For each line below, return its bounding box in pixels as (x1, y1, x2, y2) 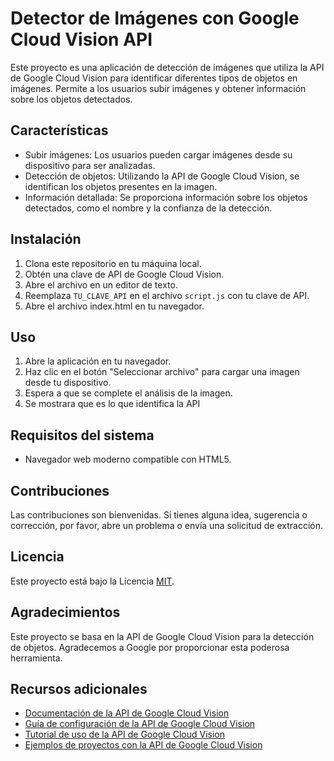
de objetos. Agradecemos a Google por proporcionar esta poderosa (10, 641, 290, 653)
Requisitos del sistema (10, 427, 155, 444)
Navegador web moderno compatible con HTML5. (24, 453, 232, 466)
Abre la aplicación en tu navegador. (24, 355, 172, 367)
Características (10, 122, 109, 139)
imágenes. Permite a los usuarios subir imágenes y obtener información (10, 82, 307, 94)
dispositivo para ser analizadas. (24, 159, 156, 171)
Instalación (10, 231, 82, 248)
